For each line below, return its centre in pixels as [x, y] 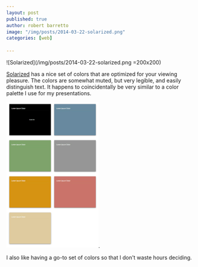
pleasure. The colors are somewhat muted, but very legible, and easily [94, 80]
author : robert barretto [37, 25]
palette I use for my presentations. [49, 93]
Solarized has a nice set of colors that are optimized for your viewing [92, 74]
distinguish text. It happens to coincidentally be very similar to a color [93, 87]
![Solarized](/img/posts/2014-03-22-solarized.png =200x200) [84, 62]
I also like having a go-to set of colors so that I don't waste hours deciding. [99, 257]
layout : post [23, 13]
